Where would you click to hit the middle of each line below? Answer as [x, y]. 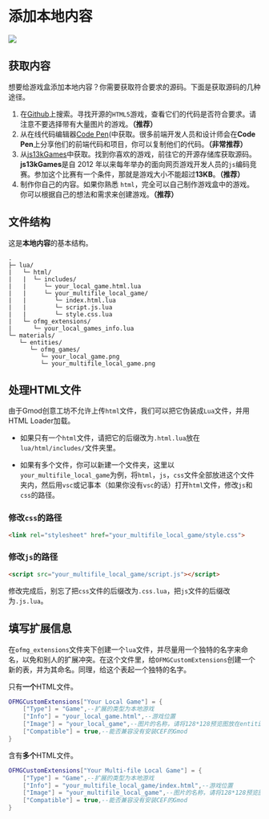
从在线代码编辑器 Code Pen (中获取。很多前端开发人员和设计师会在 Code [138, 134]
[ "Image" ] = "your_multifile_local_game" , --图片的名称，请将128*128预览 [141, 793]
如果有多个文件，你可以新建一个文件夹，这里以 [97, 465]
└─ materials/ [32, 335]
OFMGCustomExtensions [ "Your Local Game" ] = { [85, 702]
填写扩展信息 [40, 628]
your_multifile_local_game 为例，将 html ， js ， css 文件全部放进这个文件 [137, 475]
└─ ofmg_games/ [55, 349]
